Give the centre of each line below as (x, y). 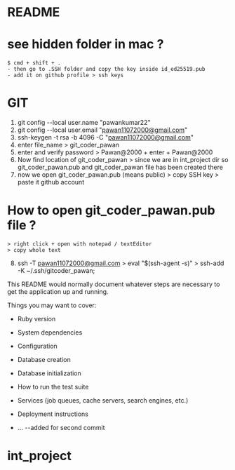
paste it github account (51, 182)
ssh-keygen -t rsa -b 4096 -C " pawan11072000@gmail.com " (106, 137)
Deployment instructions (53, 414)
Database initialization (49, 373)
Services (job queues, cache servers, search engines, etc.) (103, 400)
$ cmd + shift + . (34, 63)
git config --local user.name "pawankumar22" (84, 123)
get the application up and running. (58, 291)
